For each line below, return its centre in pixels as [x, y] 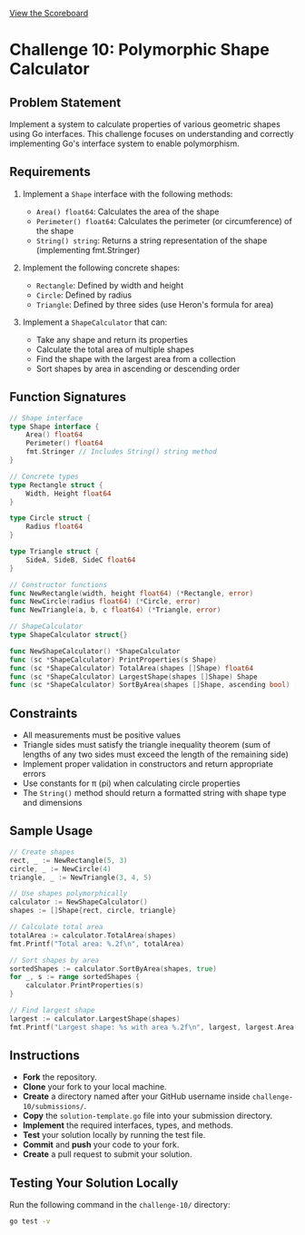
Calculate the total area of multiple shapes [115, 349]
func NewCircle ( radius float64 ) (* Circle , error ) [105, 602]
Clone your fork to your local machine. [94, 1087]
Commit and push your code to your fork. [101, 1145]
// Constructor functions [58, 584]
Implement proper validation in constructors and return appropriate [148, 764]
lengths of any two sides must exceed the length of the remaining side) [155, 755]
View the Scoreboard [49, 13]
